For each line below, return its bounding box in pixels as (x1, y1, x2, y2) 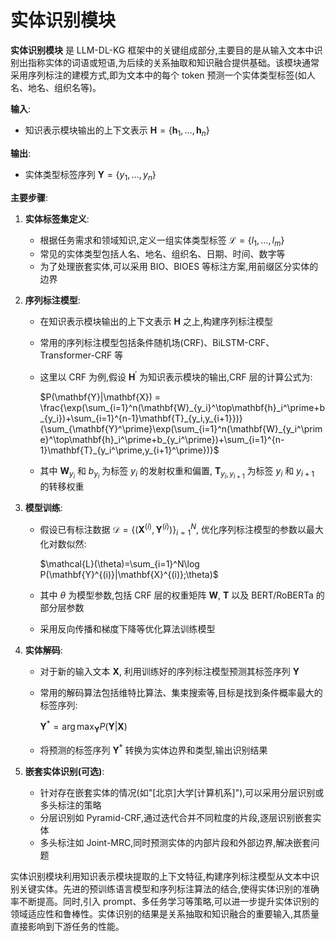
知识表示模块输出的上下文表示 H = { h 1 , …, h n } (24, 124, 210, 138)
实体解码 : (24, 644, 63, 656)
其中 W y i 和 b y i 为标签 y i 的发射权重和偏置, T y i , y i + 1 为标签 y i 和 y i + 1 (39, 464, 315, 481)
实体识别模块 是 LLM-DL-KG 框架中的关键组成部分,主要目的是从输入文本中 (10, 44, 315, 56)
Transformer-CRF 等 (39, 349, 124, 361)
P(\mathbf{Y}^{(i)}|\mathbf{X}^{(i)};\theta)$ (39, 568, 219, 580)
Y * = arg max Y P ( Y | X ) (39, 719, 128, 735)
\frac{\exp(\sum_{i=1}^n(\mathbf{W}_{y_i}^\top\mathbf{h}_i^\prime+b (39, 401, 326, 413)
